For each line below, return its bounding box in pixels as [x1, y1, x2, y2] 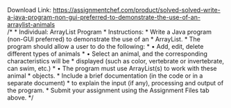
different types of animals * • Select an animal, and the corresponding [7, 50, 208, 58]
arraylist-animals [7, 21, 55, 28]
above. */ [7, 94, 34, 102]
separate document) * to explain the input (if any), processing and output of [7, 79, 224, 87]
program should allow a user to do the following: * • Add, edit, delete [7, 43, 204, 50]
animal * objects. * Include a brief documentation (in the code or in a [7, 72, 203, 80]
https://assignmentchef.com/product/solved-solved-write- [53, 6, 221, 14]
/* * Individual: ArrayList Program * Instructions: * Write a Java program [7, 28, 212, 36]
